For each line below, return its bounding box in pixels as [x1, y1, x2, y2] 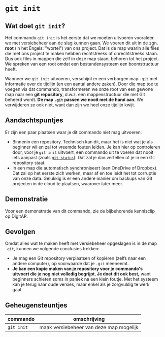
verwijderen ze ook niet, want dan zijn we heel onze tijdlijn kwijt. [5, 102, 135, 107]
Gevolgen [5, 228, 35, 236]
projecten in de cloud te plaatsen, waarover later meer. [12, 180, 123, 186]
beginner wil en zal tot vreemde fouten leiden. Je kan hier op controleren [12, 144, 161, 150]
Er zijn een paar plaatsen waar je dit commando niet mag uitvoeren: [5, 129, 142, 135]
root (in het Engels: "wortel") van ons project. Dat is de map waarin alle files [5, 45, 159, 51]
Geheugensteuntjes [5, 301, 67, 309]
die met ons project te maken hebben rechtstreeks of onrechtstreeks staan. [5, 51, 159, 56]
